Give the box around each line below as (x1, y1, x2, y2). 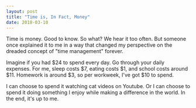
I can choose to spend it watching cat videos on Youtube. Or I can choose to (6, 83, 190, 90)
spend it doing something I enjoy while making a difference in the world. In (6, 89, 185, 96)
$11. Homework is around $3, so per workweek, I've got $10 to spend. (6, 71, 174, 79)
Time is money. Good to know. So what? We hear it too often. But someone (6, 36, 186, 43)
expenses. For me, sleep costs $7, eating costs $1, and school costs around (6, 65, 188, 72)
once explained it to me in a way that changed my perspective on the (6, 41, 173, 48)
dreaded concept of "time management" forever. (6, 48, 124, 55)
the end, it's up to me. (6, 95, 59, 102)
